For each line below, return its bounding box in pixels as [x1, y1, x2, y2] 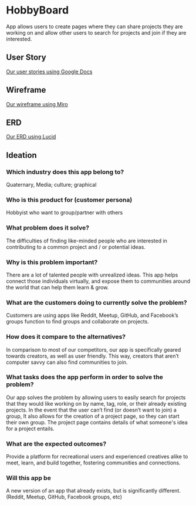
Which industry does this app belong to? [6, 168, 124, 176]
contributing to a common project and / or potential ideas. [6, 243, 146, 250]
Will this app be [6, 474, 51, 482]
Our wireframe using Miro [6, 100, 69, 107]
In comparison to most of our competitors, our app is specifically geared [6, 346, 181, 353]
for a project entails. [6, 425, 55, 432]
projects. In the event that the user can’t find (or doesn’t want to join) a [6, 406, 177, 413]
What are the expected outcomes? [6, 440, 107, 448]
